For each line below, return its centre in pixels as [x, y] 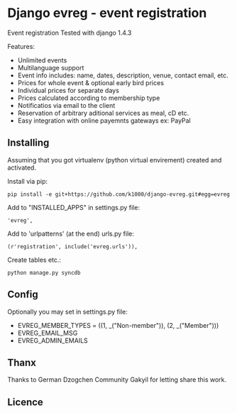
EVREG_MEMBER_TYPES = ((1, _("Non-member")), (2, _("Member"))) [118, 325]
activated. [22, 167]
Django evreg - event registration [107, 13]
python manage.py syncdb [44, 272]
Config [23, 295]
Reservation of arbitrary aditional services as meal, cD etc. [103, 113]
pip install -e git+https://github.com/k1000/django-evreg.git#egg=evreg [119, 194]
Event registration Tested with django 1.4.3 [70, 33]
